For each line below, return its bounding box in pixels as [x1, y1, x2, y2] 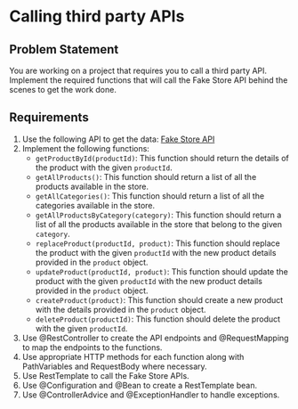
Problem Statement [9, 42, 119, 57]
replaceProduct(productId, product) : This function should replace [35, 238, 280, 249]
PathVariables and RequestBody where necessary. [21, 361, 207, 372]
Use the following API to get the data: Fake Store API [21, 134, 215, 144]
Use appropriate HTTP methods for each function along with [21, 351, 245, 362]
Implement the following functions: [21, 143, 149, 153]
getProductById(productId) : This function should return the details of [35, 152, 289, 163]
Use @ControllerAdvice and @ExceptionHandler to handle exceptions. [21, 389, 280, 400]
